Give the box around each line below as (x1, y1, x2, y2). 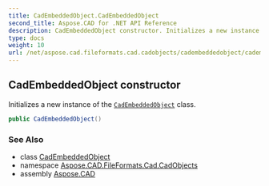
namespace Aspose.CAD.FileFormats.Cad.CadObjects (19, 160, 199, 170)
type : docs (8, 34, 45, 42)
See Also (8, 133, 44, 144)
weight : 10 (8, 42, 45, 49)
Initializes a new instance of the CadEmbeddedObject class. (8, 99, 196, 109)
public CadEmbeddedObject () (8, 115, 102, 123)
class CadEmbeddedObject (19, 152, 110, 161)
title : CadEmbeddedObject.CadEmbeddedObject (8, 11, 159, 20)
